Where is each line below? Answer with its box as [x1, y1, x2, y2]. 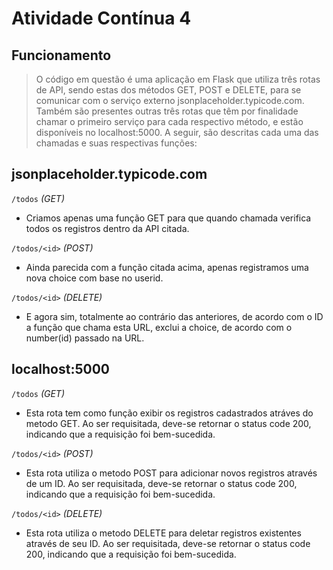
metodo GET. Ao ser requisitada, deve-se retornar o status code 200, [25, 417, 312, 429]
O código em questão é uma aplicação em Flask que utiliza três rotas [35, 73, 321, 85]
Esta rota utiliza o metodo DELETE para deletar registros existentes [25, 527, 302, 539]
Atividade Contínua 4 [11, 7, 192, 30]
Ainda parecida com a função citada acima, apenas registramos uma [25, 261, 309, 273]
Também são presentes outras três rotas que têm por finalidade [35, 105, 299, 117]
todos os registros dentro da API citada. [25, 222, 190, 234]
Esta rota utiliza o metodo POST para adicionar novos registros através [25, 467, 318, 479]
